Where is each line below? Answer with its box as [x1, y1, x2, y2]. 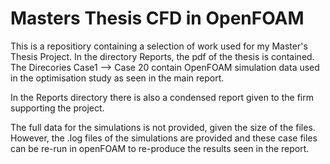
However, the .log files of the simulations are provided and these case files [10, 132, 318, 144]
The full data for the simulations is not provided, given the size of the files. [10, 121, 316, 133]
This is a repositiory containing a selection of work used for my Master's [10, 40, 308, 52]
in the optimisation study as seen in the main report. [10, 72, 225, 84]
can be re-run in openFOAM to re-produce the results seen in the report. [10, 142, 310, 154]
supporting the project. [10, 102, 105, 114]
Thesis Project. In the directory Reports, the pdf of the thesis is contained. [10, 50, 315, 62]
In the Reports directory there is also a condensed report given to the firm [10, 91, 314, 103]
